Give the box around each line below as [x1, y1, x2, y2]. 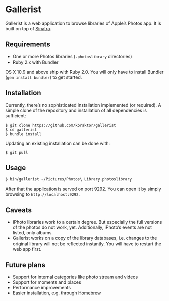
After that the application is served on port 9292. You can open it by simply [5, 186, 161, 192]
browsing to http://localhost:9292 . [5, 191, 80, 197]
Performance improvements [12, 285, 71, 290]
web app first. [12, 246, 42, 252]
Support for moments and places [12, 279, 82, 285]
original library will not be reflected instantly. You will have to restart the [12, 240, 161, 247]
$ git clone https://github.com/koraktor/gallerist [5, 123, 116, 128]
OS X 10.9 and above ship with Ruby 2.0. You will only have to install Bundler [5, 69, 164, 75]
